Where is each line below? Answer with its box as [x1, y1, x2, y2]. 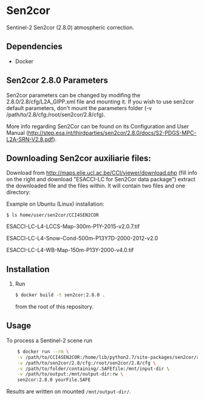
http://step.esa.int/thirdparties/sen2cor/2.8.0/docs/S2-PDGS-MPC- [28, 129, 197, 136]
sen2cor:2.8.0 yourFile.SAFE [17, 377, 91, 383]
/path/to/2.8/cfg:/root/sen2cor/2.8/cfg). [6, 111, 106, 118]
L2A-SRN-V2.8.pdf [6, 135, 53, 143]
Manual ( [6, 129, 29, 136]
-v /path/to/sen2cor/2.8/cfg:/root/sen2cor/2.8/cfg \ [17, 360, 156, 366]
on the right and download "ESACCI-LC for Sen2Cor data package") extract [6, 176, 195, 183]
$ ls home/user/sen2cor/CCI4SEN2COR [6, 212, 99, 218]
